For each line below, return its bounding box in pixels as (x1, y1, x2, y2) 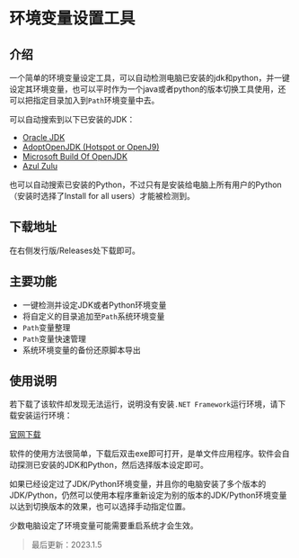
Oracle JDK (22, 132, 66, 142)
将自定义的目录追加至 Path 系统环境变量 (22, 310, 165, 321)
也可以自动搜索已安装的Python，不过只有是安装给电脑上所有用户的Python (9, 179, 283, 190)
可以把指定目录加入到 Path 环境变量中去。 (9, 95, 160, 105)
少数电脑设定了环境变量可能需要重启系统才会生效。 (9, 520, 198, 531)
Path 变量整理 (22, 321, 71, 333)
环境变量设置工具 (9, 8, 136, 29)
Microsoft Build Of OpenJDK (22, 151, 128, 162)
